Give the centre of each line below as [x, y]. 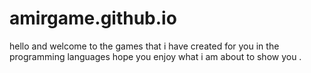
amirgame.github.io [93, 18]
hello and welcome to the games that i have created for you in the [144, 46]
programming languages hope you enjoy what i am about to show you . [155, 56]
